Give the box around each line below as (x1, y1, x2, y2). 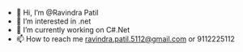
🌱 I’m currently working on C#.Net (15, 25, 130, 34)
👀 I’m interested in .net (15, 16, 92, 26)
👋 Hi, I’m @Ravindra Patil (15, 8, 99, 17)
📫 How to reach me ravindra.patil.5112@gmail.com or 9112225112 (15, 34, 235, 44)
